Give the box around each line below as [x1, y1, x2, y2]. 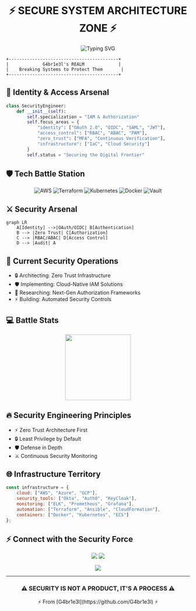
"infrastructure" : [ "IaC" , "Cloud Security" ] [37, 141, 150, 147]
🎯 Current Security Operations [6, 256, 118, 266]
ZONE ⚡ [79, 22, 117, 35]
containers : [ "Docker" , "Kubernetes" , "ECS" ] [16, 512, 129, 517]
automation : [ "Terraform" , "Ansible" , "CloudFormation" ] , [16, 506, 160, 512]
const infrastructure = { [6, 485, 69, 491]
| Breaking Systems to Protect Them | [6, 66, 124, 73]
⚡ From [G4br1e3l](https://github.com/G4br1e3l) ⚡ [37, 598, 159, 605]
